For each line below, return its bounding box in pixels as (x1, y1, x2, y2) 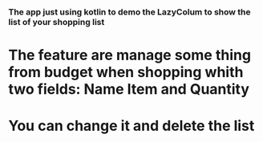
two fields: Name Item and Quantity (8, 80, 250, 99)
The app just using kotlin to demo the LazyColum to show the (8, 6, 251, 18)
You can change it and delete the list (8, 117, 255, 135)
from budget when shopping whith (8, 63, 244, 82)
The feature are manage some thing (8, 47, 251, 64)
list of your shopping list (8, 16, 105, 27)
